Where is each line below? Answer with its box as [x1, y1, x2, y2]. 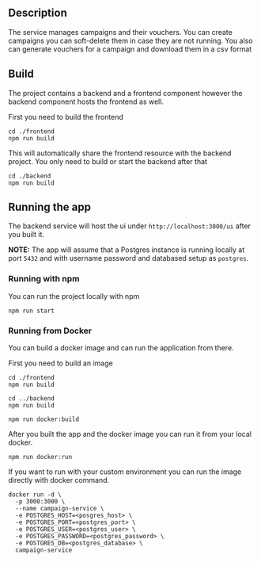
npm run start [8, 307, 55, 315]
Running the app [8, 201, 91, 214]
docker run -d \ [8, 491, 62, 499]
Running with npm [8, 273, 80, 285]
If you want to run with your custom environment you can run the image [8, 467, 242, 476]
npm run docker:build [8, 415, 80, 423]
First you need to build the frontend [8, 112, 124, 121]
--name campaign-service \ [15, 505, 104, 513]
